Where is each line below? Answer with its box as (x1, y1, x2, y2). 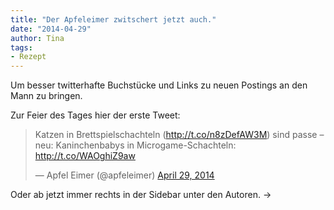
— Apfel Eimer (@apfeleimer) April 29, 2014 (34, 169, 215, 181)
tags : (10, 42, 33, 53)
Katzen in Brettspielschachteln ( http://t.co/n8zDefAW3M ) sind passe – (34, 129, 325, 141)
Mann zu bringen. (10, 90, 83, 102)
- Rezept (10, 52, 47, 62)
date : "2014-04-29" (10, 24, 92, 34)
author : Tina (10, 33, 65, 43)
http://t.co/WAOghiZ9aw (34, 150, 136, 162)
